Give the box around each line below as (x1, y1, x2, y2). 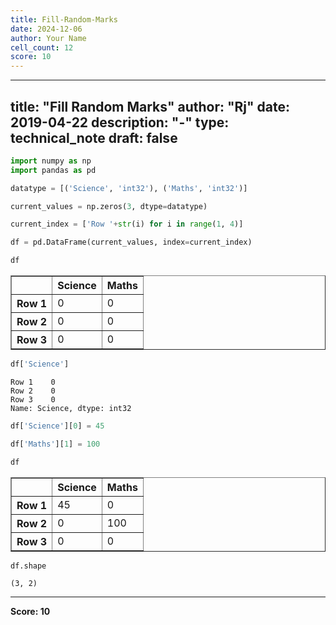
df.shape (10, 561, 47, 571)
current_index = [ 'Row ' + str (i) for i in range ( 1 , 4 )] (10, 219, 244, 230)
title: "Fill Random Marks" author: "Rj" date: (10, 98, 291, 115)
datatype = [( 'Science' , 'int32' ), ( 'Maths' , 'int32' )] (10, 183, 248, 193)
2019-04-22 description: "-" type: (10, 114, 230, 131)
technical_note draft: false (10, 129, 178, 146)
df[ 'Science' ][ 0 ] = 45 (10, 421, 105, 431)
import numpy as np (10, 156, 92, 166)
